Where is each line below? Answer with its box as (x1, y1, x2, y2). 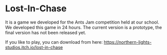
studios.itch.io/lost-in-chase (5, 44, 63, 50)
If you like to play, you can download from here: (5, 39, 103, 45)
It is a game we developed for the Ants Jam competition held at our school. (5, 19, 160, 25)
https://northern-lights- (104, 39, 152, 45)
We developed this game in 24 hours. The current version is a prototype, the (5, 24, 162, 30)
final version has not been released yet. (5, 29, 86, 35)
